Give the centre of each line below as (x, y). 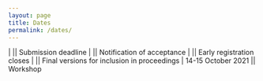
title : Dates (30, 23)
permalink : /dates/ (40, 30)
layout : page (30, 15)
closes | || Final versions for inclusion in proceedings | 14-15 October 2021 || (132, 61)
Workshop (25, 69)
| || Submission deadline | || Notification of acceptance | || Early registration (131, 53)
